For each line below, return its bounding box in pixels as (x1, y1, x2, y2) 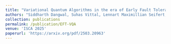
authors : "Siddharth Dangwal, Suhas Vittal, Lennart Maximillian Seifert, (5, 12, 167, 17)
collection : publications (5, 17, 60, 22)
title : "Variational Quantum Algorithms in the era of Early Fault (5, 7, 152, 13)
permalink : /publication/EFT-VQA (5, 21, 76, 27)
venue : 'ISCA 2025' (5, 26, 47, 31)
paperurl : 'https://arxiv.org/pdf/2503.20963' (5, 31, 106, 36)
